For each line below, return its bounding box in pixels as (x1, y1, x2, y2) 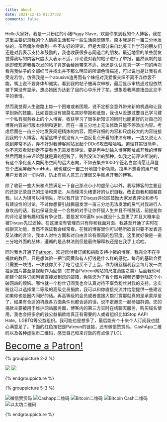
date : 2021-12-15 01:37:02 (5, 12, 61, 17)
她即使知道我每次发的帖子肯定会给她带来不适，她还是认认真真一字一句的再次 (5, 62, 162, 68)
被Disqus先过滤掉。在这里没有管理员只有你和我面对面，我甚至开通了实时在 (5, 220, 159, 226)
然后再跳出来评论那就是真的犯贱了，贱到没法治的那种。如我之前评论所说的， (5, 153, 162, 159)
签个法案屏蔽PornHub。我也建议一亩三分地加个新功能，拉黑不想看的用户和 (5, 166, 159, 172)
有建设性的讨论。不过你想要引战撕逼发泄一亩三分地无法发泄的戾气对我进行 (5, 201, 158, 207)
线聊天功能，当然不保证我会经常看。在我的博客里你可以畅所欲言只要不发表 (5, 226, 158, 232)
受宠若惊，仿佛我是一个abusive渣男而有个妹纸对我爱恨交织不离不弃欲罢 (5, 74, 152, 80)
